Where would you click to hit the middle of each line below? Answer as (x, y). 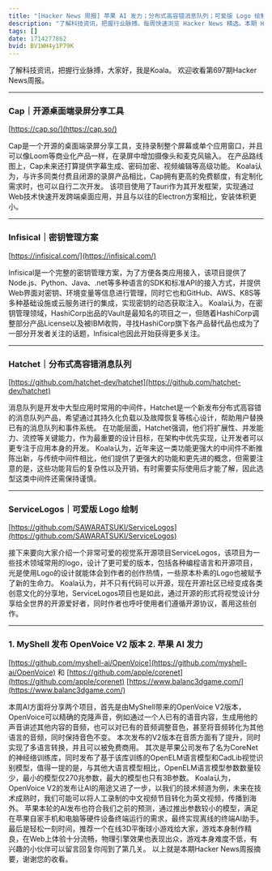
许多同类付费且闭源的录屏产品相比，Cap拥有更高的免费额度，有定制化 (146, 176)
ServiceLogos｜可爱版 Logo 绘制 (73, 509)
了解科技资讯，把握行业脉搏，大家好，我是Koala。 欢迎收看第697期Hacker (133, 71)
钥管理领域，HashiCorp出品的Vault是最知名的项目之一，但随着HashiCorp (130, 313)
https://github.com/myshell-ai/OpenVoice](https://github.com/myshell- (129, 662)
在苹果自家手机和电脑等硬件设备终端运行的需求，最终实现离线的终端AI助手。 (136, 818)
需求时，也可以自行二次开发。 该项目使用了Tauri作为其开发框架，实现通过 (131, 187)
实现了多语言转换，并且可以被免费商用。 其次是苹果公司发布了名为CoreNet (134, 747)
